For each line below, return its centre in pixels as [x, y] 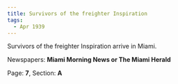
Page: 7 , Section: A [35, 73]
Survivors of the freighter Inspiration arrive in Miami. [82, 47]
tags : [15, 20]
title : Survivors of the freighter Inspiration [78, 14]
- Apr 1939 [29, 26]
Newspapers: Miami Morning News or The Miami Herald [89, 60]
